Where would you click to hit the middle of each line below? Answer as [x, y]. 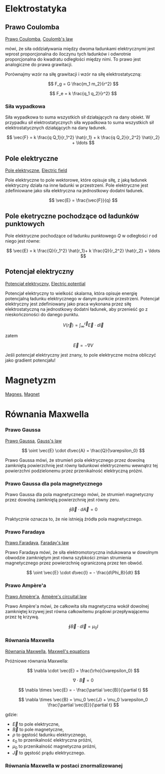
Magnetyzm [30, 380]
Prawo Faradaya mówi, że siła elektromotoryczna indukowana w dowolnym [82, 552]
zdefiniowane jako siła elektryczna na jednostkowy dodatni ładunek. [75, 191]
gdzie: [12, 714]
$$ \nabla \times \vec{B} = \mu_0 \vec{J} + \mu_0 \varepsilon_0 [83, 699]
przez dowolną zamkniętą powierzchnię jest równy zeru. [63, 500]
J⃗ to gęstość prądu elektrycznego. [49, 753]
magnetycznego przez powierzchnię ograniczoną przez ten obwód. [74, 563]
